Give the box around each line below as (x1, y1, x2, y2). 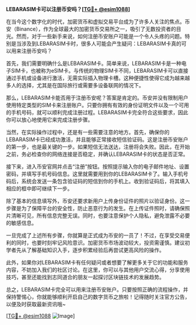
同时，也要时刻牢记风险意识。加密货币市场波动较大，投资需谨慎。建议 (16, 240, 185, 246)
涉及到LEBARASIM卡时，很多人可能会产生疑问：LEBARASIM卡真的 (21, 40, 182, 47)
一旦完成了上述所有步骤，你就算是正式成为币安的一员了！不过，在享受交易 (6, 232, 185, 239)
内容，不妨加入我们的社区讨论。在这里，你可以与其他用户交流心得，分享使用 (6, 266, 190, 273)
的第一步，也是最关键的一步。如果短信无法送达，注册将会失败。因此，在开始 (6, 143, 190, 150)
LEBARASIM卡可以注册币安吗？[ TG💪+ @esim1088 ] (6, 6, 130, 12)
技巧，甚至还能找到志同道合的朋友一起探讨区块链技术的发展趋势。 (6, 273, 164, 280)
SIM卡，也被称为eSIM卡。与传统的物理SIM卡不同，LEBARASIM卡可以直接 (10, 67, 188, 74)
